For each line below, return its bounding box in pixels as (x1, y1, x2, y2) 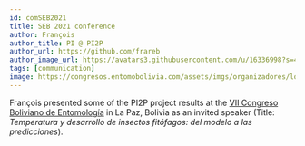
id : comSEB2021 (9, 13, 67, 23)
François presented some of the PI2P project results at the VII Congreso (9, 97, 279, 108)
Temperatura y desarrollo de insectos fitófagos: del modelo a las (9, 116, 252, 127)
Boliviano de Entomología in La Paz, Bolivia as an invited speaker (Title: (9, 106, 275, 118)
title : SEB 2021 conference (9, 22, 116, 31)
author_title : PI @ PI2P (9, 38, 103, 48)
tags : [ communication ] (9, 64, 95, 73)
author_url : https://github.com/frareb (9, 47, 161, 56)
